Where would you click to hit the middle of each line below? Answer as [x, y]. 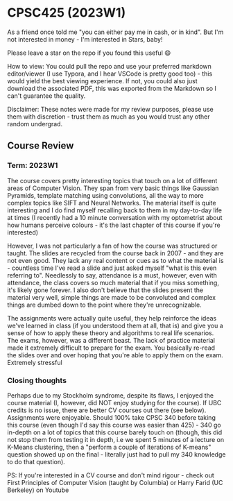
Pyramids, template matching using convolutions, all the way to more [105, 195]
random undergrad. [35, 124]
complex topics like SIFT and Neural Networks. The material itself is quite [112, 203]
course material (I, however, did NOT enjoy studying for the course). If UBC [114, 402]
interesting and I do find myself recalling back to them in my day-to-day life [115, 210]
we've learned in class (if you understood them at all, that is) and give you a [115, 325]
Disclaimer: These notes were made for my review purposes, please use [110, 109]
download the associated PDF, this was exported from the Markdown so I [112, 88]
